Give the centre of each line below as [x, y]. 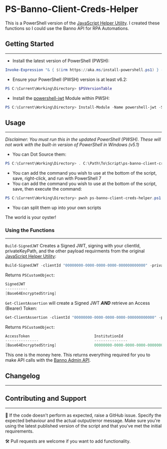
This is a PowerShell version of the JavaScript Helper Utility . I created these [83, 23]
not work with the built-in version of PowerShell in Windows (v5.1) [72, 145]
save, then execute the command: [47, 189]
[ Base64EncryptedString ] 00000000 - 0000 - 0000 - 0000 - [77, 345]
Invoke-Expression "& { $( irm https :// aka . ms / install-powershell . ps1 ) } [82, 70]
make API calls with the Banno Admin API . [48, 360]
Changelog [23, 376]
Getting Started [30, 44]
